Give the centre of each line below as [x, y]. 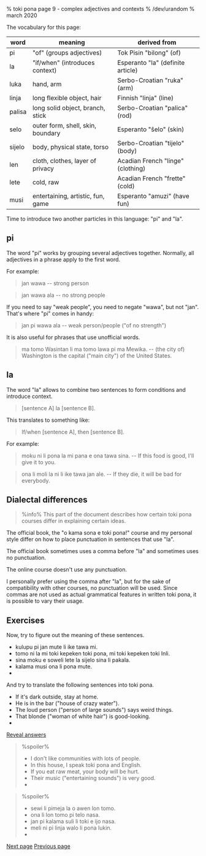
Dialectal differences [47, 500]
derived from [157, 42]
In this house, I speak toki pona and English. [86, 765]
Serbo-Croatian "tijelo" [151, 143]
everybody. [36, 480]
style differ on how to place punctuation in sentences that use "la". [90, 540]
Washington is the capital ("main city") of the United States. [97, 356]
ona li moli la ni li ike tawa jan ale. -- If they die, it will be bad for [101, 474]
